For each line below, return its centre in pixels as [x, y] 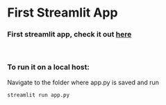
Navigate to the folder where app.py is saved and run [83, 82]
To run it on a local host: [49, 67]
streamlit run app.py [39, 95]
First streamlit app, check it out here [69, 35]
